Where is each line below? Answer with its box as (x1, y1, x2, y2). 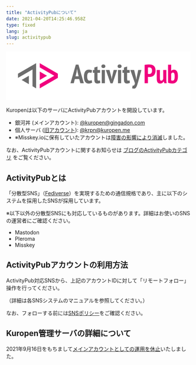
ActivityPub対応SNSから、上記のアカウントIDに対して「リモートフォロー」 (6, 277, 190, 284)
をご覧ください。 (12, 154, 54, 161)
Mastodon (14, 228, 40, 236)
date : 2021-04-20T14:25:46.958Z (6, 15, 86, 22)
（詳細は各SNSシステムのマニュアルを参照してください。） (6, 296, 148, 304)
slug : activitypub (6, 34, 51, 41)
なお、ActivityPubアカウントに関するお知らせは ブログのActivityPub (6, 147, 172, 154)
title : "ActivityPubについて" (6, 9, 77, 15)
